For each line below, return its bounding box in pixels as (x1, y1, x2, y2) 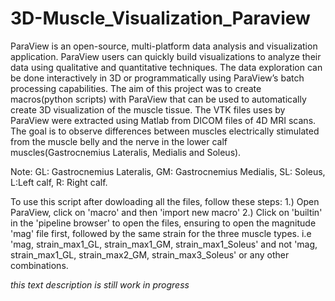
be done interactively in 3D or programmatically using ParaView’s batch (10, 72, 305, 84)
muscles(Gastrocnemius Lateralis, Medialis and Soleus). (10, 146, 242, 158)
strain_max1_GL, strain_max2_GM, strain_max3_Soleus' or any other (10, 248, 290, 261)
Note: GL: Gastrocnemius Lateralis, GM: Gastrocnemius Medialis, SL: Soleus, (10, 165, 326, 177)
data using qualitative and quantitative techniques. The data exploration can (10, 61, 323, 73)
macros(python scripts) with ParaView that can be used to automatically (10, 93, 307, 105)
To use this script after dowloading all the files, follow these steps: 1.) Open (10, 195, 320, 207)
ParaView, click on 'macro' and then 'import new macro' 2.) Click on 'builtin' (10, 206, 323, 218)
